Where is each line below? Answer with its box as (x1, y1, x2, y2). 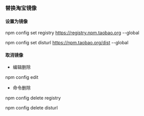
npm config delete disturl (5, 105, 58, 111)
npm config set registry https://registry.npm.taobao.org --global (5, 30, 139, 36)
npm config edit (5, 74, 39, 80)
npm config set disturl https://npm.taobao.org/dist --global (5, 40, 129, 46)
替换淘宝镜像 (5, 4, 37, 11)
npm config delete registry (5, 95, 61, 101)
